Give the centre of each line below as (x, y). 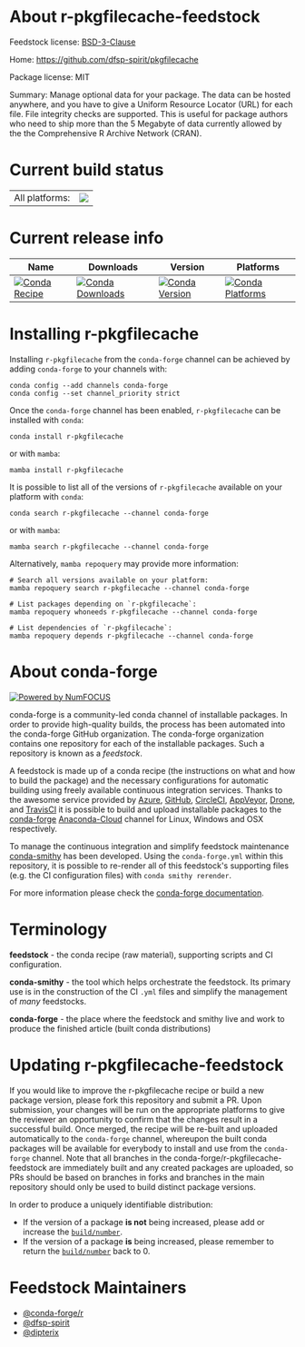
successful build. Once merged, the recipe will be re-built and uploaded (144, 1129)
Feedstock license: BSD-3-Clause (73, 42)
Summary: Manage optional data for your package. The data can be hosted (150, 94)
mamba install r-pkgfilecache (67, 470)
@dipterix (40, 1332)
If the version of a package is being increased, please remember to (148, 1241)
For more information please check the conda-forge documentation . (137, 893)
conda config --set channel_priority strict (95, 393)
